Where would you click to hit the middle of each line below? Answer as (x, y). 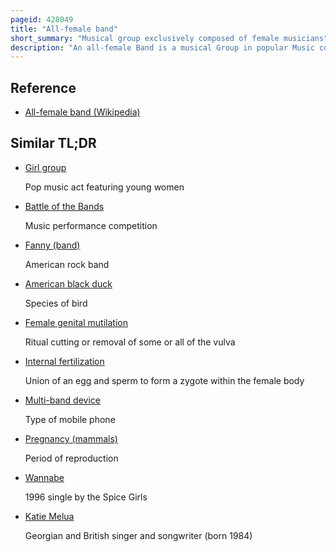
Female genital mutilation (76, 322)
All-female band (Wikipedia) (82, 112)
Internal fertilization (64, 361)
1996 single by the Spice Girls (86, 497)
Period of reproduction (71, 458)
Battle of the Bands (64, 206)
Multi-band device (62, 400)
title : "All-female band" (64, 29)
